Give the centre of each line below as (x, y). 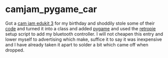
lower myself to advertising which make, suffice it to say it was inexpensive (83, 39)
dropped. (15, 50)
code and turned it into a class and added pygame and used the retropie (80, 28)
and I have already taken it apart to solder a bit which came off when (77, 44)
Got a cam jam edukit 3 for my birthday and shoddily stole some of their (80, 23)
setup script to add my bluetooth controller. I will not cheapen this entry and (84, 34)
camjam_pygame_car (51, 9)
